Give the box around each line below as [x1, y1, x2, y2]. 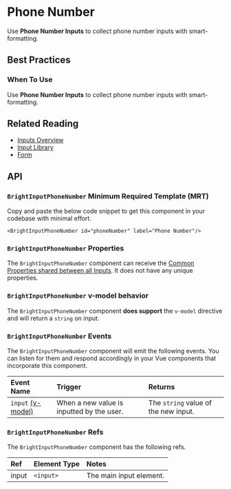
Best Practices [7, 54, 71, 66]
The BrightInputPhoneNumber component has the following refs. [7, 443, 186, 451]
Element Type [33, 459, 80, 469]
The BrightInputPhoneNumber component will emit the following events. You [7, 347, 220, 355]
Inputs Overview [16, 136, 64, 145]
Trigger [56, 382, 81, 392]
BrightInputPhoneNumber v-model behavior [7, 291, 149, 300]
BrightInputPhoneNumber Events [7, 331, 112, 341]
